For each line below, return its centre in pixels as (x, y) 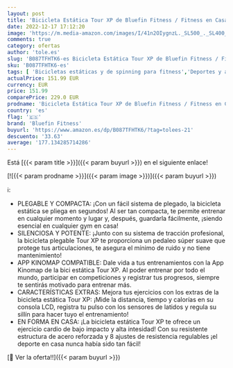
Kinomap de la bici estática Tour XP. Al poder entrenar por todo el (111, 270)
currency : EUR (28, 85)
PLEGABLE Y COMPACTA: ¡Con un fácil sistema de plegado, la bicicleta (119, 204)
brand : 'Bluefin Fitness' (44, 123)
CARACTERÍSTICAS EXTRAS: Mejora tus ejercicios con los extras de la (118, 292)
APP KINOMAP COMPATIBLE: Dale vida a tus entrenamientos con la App (120, 263)
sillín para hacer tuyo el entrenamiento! (73, 315)
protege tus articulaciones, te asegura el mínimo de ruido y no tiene (114, 248)
